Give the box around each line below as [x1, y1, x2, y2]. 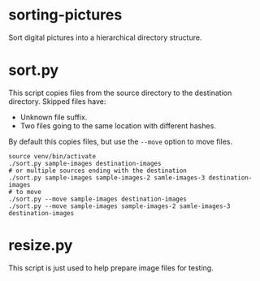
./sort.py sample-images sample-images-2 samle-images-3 [8, 173, 206, 182]
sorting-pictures [8, 6, 123, 24]
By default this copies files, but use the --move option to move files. [8, 136, 233, 146]
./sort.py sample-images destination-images [8, 159, 162, 167]
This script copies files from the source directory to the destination [8, 88, 232, 97]
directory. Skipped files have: [8, 96, 106, 106]
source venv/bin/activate [8, 152, 96, 160]
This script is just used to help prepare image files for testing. [8, 262, 214, 273]
